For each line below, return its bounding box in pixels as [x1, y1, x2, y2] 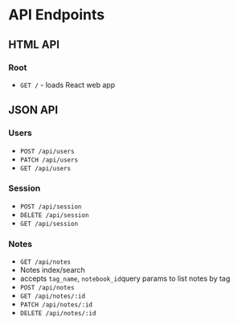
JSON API [8, 103, 59, 117]
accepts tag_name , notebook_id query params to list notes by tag [19, 274, 231, 283]
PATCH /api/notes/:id [19, 301, 92, 309]
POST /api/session [19, 203, 82, 211]
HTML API [8, 38, 60, 51]
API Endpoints [8, 6, 105, 24]
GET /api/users [19, 164, 72, 172]
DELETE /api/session [19, 211, 89, 219]
